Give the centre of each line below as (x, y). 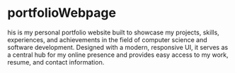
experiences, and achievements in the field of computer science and (107, 39)
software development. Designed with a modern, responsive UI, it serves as (118, 47)
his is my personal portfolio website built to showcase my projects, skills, (113, 32)
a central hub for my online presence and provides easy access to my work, (118, 55)
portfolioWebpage (62, 13)
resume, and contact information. (56, 62)
